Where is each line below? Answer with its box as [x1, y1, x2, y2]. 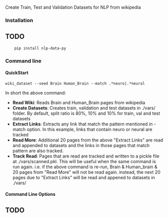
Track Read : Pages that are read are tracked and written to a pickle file [12, 153, 159, 159]
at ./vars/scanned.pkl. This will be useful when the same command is [12, 158, 156, 164]
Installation [5, 17, 34, 24]
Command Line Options [5, 191, 56, 197]
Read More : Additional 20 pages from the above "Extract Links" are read [12, 137, 163, 143]
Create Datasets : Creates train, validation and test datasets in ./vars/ [12, 105, 155, 111]
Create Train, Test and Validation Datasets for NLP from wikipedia [5, 5, 141, 10]
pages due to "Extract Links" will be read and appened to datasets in [12, 174, 155, 180]
